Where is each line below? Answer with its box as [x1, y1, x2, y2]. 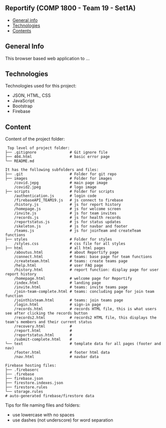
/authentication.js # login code [14, 193, 97, 198]
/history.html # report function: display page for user [14, 267, 159, 272]
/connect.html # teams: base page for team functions [14, 255, 153, 259]
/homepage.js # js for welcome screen [14, 206, 121, 212]
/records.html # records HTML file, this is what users [14, 307, 157, 312]
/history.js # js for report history [14, 202, 121, 207]
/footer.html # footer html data [14, 350, 110, 355]
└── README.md [5, 159, 35, 164]
